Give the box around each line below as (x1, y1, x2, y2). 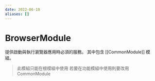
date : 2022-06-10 (5, 7, 40, 12)
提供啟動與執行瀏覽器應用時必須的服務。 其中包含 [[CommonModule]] (5, 49, 145, 55)
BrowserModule (5, 32, 71, 44)
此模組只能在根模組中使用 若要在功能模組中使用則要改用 (17, 65, 129, 71)
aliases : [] (5, 12, 29, 16)
